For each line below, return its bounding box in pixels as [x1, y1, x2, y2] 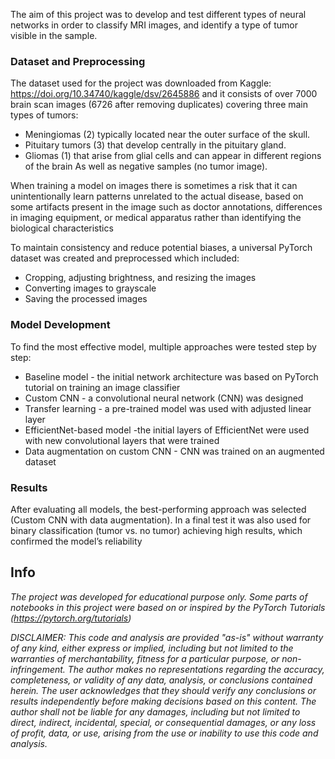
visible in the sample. [10, 30, 98, 41]
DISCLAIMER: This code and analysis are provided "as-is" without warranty [10, 631, 324, 643]
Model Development [10, 318, 111, 332]
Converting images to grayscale [24, 282, 157, 294]
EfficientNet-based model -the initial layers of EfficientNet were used [24, 424, 310, 436]
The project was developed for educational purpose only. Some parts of [10, 590, 308, 603]
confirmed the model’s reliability [10, 535, 143, 547]
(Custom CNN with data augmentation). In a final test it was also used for [10, 514, 312, 526]
